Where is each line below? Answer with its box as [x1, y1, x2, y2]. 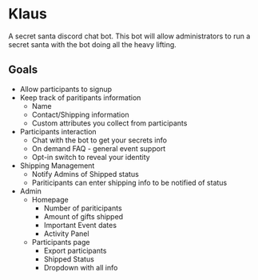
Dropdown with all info [43, 262, 118, 272]
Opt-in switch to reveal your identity [31, 152, 150, 162]
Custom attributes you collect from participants [31, 118, 188, 128]
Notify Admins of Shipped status [31, 169, 140, 178]
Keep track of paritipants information [19, 93, 141, 102]
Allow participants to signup [19, 84, 113, 94]
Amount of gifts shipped [43, 211, 124, 221]
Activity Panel [43, 229, 89, 238]
